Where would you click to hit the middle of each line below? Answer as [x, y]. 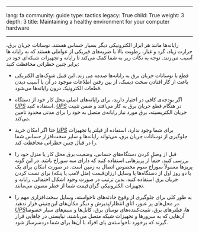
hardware [18, 28]
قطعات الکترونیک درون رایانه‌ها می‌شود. [58, 88]
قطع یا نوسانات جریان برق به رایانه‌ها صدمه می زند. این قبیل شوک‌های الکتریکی [102, 75]
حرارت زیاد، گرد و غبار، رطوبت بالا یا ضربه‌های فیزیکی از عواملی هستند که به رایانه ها [99, 51]
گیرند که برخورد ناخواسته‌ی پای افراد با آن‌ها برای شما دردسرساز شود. [91, 222]
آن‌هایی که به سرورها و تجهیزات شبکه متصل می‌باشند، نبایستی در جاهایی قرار [99, 216]
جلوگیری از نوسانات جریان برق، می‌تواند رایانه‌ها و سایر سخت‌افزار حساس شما [101, 136]
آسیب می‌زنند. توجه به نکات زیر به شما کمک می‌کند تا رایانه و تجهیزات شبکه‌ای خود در [99, 58]
